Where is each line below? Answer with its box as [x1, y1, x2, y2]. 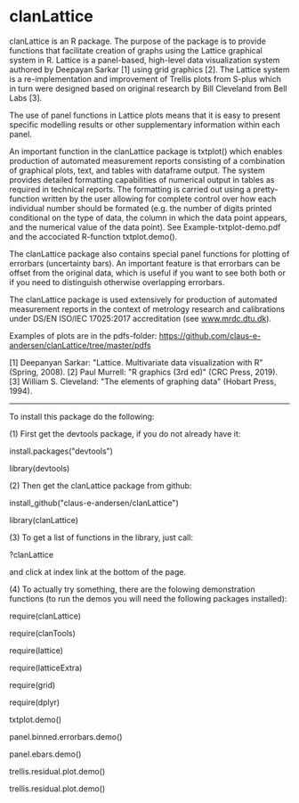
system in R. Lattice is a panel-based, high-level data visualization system [9, 54, 280, 65]
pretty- [253, 184, 279, 194]
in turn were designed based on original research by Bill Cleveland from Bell [9, 83, 287, 94]
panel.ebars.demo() [9, 749, 82, 759]
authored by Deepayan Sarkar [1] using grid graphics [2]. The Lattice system [9, 64, 290, 75]
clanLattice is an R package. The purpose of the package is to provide [9, 36, 267, 46]
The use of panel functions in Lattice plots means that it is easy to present [9, 110, 281, 120]
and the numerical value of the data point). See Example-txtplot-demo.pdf [9, 221, 281, 233]
